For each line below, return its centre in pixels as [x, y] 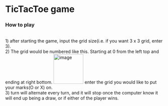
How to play [20, 25]
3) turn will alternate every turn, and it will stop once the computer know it [81, 93]
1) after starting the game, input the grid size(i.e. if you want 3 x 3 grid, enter [84, 41]
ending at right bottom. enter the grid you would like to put [81, 82]
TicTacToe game [40, 9]
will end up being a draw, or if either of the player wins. [62, 98]
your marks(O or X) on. [29, 87]
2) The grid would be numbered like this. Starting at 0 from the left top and [82, 51]
